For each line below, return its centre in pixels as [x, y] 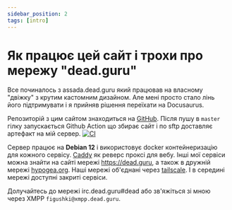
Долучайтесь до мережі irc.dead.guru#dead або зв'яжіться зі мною [109, 191]
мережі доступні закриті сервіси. [57, 177]
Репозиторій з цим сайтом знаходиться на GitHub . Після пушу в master [114, 119]
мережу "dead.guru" [72, 70]
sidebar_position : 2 [38, 14]
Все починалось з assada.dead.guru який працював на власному [105, 90]
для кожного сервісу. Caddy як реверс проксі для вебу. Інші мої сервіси [116, 155]
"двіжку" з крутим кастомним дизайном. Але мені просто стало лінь [111, 98]
